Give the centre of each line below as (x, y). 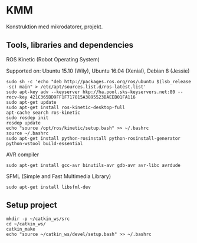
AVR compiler (23, 155)
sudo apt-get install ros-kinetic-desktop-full (66, 107)
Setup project (32, 205)
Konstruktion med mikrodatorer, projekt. (55, 27)
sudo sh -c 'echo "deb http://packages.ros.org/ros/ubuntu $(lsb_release (99, 81)
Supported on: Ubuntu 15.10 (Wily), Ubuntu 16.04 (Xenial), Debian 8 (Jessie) (98, 71)
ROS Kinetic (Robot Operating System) (53, 59)
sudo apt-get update (32, 102)
